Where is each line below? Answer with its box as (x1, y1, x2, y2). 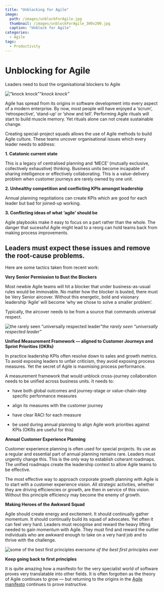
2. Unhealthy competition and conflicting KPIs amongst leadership (5, 185, 143, 191)
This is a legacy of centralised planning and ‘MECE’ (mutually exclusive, (5, 160, 150, 166)
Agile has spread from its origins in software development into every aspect (5, 100, 158, 106)
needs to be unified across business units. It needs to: (5, 378, 114, 384)
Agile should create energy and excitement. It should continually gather (5, 511, 149, 517)
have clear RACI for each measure (12, 412, 82, 418)
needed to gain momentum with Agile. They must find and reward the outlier (5, 527, 159, 533)
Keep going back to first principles (5, 556, 77, 562)
